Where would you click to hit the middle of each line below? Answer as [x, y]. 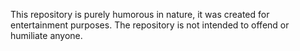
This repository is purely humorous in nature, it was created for [140, 14]
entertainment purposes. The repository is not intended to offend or [150, 25]
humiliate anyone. [46, 35]
